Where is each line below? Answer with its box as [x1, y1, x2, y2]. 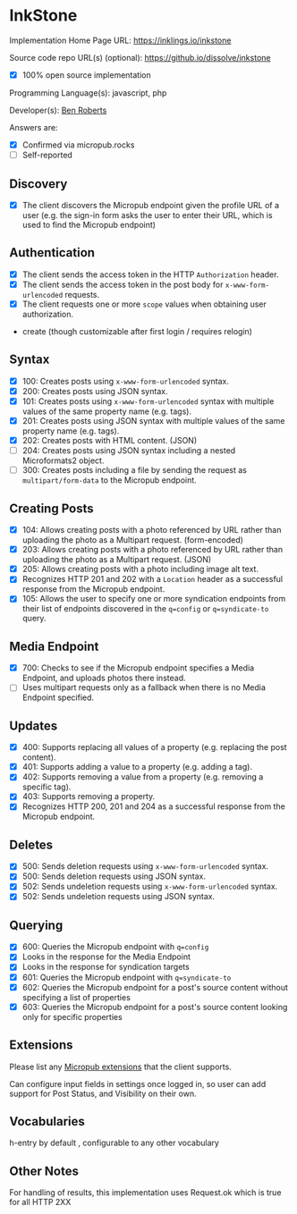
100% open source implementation [21, 69, 151, 80]
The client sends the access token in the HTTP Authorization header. [21, 269, 279, 280]
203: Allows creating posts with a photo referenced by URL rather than [21, 544, 284, 555]
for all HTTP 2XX [9, 1197, 72, 1208]
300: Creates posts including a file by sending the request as [21, 465, 248, 476]
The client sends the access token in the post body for [21, 279, 224, 290]
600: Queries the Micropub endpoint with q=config [21, 941, 209, 952]
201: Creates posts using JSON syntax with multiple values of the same [21, 416, 285, 426]
